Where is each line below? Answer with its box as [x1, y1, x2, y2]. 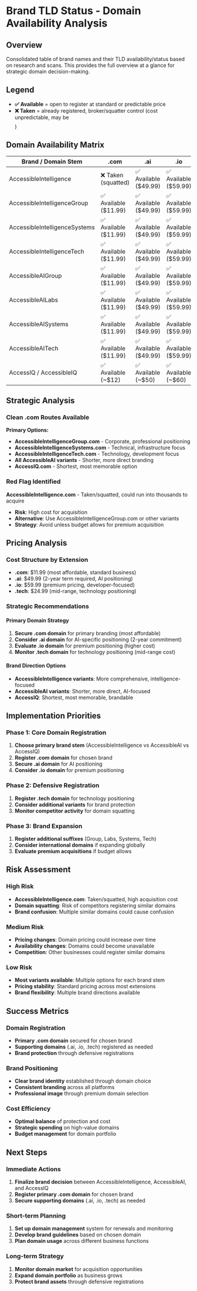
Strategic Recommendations [6, 602, 89, 611]
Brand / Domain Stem [21, 157, 83, 166]
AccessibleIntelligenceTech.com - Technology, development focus [14, 450, 179, 457]
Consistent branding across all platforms [14, 1084, 115, 1091]
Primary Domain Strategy [6, 616, 69, 623]
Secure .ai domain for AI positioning [14, 760, 103, 767]
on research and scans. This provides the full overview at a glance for [6, 62, 175, 69]
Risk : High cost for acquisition [14, 508, 88, 515]
